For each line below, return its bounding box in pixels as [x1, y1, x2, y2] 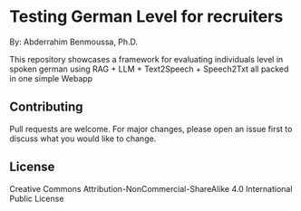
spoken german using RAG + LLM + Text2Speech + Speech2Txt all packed [9, 63, 289, 74]
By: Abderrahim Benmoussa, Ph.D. [9, 36, 139, 47]
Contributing [9, 100, 83, 115]
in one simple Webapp [9, 72, 93, 83]
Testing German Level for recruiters [9, 6, 284, 27]
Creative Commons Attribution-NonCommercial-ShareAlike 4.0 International [9, 183, 293, 194]
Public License [9, 193, 64, 204]
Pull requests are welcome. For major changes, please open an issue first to [9, 123, 293, 134]
